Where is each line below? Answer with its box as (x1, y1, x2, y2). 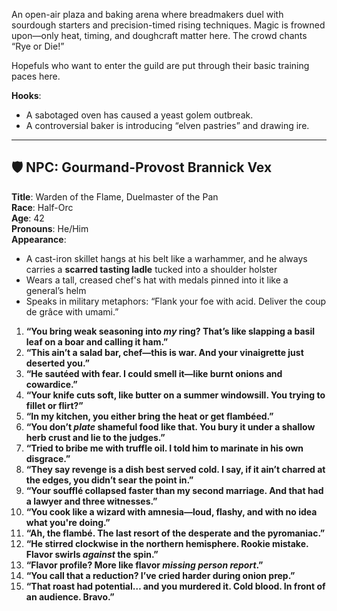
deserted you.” (25, 357, 90, 369)
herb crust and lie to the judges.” (25, 431, 166, 443)
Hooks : (11, 90, 42, 101)
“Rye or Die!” (11, 40, 65, 52)
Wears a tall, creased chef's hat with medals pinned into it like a (25, 274, 289, 286)
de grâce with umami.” (25, 305, 119, 318)
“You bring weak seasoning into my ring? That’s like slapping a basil (25, 325, 316, 337)
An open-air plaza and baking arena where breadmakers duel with (11, 9, 284, 20)
